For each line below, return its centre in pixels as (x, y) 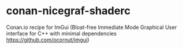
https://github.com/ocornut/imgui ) (48, 40)
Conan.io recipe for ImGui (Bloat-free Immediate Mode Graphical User (91, 27)
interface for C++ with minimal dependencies (61, 33)
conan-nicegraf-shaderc (68, 11)
